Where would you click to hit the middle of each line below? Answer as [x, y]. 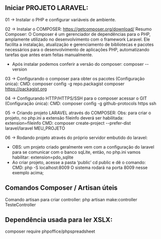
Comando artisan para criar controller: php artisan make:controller [71, 199]
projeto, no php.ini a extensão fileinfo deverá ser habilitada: [64, 118]
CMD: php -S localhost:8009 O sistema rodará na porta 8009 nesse [80, 167]
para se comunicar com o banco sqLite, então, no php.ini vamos [76, 152]
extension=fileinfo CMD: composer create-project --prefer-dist [68, 123]
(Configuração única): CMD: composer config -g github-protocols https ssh [81, 103]
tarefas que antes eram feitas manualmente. [49, 55]
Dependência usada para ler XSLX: [59, 220]
